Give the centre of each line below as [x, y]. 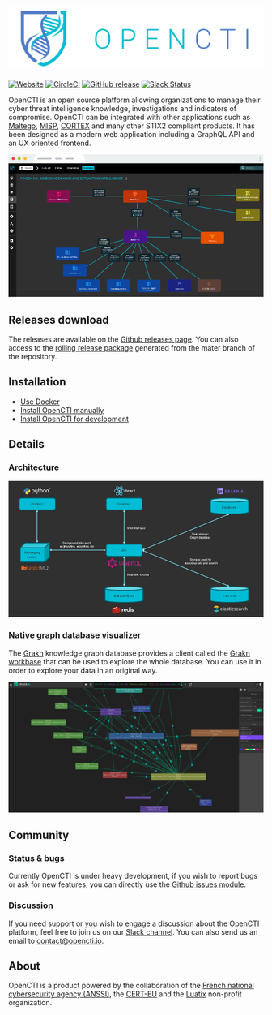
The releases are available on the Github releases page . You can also [123, 339]
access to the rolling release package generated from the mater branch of [132, 348]
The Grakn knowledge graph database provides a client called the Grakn [130, 653]
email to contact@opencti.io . [56, 940]
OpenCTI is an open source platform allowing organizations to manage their [134, 100]
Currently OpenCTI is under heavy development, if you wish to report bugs [133, 876]
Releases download [59, 320]
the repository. [33, 357]
